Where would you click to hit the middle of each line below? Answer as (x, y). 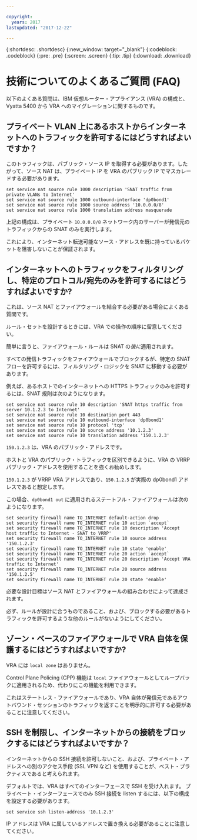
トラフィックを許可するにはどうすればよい (114, 137)
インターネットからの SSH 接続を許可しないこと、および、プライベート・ (95, 759)
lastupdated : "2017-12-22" (39, 28)
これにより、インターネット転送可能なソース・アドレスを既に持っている (93, 242)
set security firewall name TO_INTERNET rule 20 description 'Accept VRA (98, 559)
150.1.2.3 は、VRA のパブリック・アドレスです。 (66, 447)
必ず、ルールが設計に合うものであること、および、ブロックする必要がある (96, 611)
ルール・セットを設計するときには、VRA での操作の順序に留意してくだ (92, 326)
